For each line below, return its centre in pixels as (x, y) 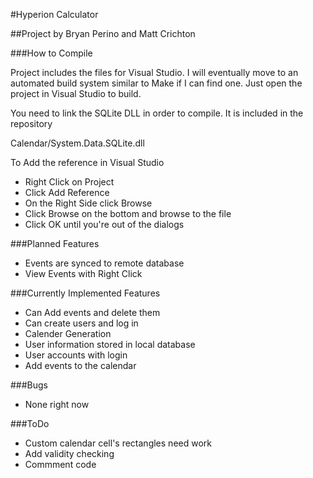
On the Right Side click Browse (88, 203)
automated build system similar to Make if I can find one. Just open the (156, 83)
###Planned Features (55, 243)
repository (31, 123)
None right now (57, 404)
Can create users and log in (81, 323)
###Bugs (29, 385)
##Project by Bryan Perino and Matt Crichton (103, 33)
